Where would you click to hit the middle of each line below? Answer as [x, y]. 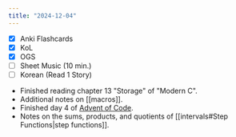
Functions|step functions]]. [64, 124]
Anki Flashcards [46, 38]
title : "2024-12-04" [43, 16]
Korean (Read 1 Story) [56, 75]
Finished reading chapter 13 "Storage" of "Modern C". [108, 91]
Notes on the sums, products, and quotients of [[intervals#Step [124, 116]
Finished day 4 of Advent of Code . [76, 107]
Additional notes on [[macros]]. [71, 99]
